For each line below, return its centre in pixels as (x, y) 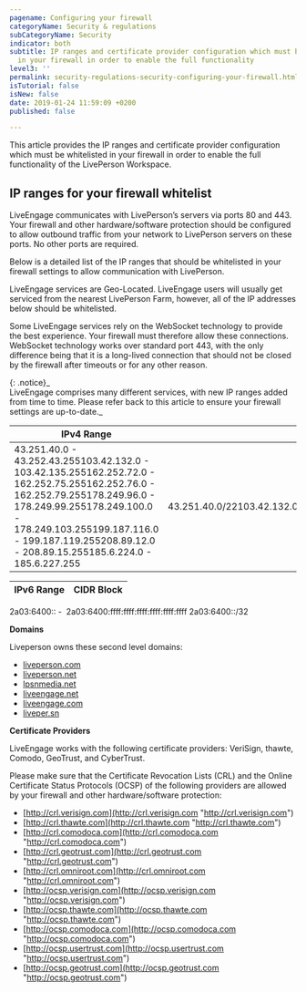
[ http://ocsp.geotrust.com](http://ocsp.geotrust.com (121, 968)
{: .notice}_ (30, 383)
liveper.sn (41, 713)
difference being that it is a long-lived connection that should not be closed (150, 356)
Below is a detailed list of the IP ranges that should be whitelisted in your (146, 262)
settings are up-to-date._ (56, 412)
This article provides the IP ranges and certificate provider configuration (145, 145)
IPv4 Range (86, 434)
